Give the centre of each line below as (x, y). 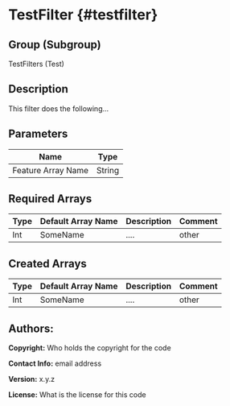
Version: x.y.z (31, 379)
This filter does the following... (59, 108)
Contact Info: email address (55, 363)
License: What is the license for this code (77, 395)
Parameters (38, 134)
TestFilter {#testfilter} (83, 15)
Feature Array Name (51, 170)
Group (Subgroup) (55, 45)
